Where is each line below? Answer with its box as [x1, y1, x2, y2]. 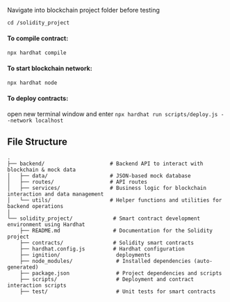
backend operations [7, 203, 64, 210]
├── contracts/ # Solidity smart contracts [19, 239, 195, 246]
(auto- [193, 257, 213, 265]
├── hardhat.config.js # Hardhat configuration [19, 246, 186, 253]
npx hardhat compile [7, 49, 67, 56]
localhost [35, 117, 64, 124]
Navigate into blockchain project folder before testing [7, 6, 160, 14]
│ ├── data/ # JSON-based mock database [7, 173, 191, 180]
